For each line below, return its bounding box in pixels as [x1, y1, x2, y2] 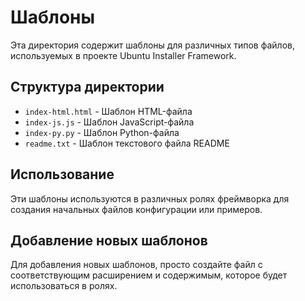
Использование [10, 166, 115, 183]
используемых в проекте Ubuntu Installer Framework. [10, 49, 237, 61]
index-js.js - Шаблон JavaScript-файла [24, 116, 195, 128]
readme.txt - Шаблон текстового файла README [24, 137, 230, 149]
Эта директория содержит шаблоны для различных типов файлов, [10, 39, 295, 51]
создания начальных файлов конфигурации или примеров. [10, 203, 263, 215]
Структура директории [10, 79, 165, 96]
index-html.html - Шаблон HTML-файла [24, 105, 193, 117]
